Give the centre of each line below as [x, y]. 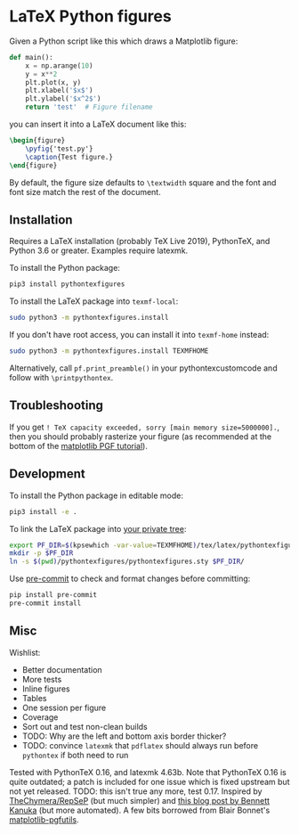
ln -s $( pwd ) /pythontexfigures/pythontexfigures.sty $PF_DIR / [127, 562]
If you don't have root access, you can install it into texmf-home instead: [139, 335]
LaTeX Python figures [90, 16]
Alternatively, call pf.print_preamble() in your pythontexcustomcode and [143, 368]
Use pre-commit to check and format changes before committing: [130, 579]
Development [48, 474]
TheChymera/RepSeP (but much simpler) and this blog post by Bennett [139, 800]
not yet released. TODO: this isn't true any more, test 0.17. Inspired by [136, 791]
